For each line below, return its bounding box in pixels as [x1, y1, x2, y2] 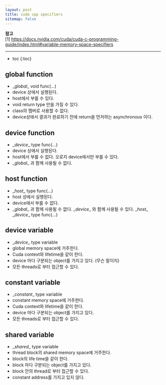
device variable [5, 226, 54, 234]
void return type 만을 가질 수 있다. [12, 102, 79, 108]
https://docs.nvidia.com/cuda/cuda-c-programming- [11, 36, 119, 42]
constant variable [5, 278, 61, 287]
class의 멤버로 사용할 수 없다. [12, 108, 69, 114]
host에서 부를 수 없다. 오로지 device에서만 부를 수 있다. [12, 154, 119, 160]
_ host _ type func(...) [12, 188, 53, 194]
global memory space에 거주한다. [12, 245, 79, 251]
